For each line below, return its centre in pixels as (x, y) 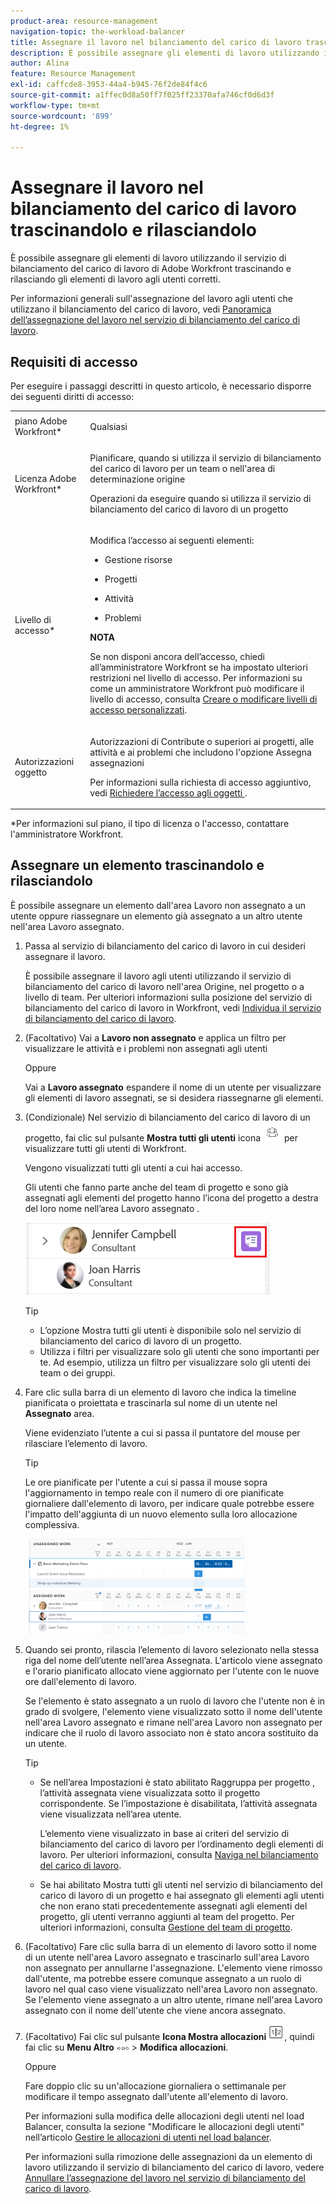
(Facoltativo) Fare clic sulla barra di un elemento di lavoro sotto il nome (170, 1946)
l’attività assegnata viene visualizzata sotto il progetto (150, 1792)
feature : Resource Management (73, 74)
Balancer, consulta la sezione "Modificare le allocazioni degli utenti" (164, 2126)
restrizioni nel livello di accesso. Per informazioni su (196, 678)
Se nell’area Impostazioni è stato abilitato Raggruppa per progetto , (177, 1782)
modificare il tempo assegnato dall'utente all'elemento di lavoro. (156, 2096)
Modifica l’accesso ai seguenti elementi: (172, 541)
